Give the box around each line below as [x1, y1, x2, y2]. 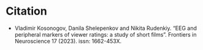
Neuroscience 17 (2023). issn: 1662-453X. [14, 37, 122, 45]
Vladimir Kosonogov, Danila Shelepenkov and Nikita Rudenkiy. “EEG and [14, 24, 197, 32]
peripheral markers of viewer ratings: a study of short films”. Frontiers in [14, 30, 197, 38]
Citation [6, 4, 47, 18]
